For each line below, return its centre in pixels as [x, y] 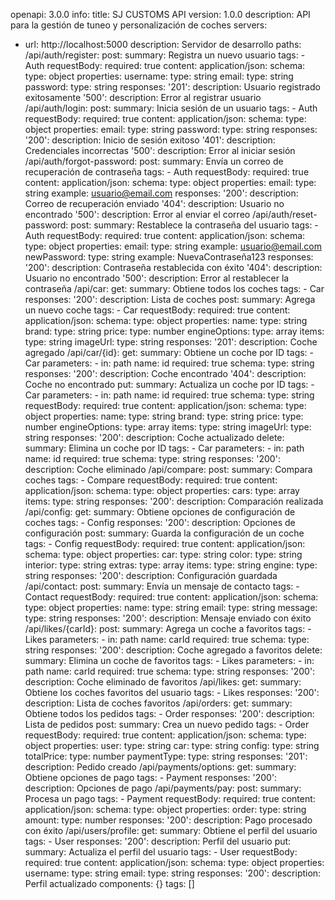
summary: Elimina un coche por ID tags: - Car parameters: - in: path [164, 448]
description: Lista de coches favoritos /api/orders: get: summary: [158, 703]
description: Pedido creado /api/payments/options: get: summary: [160, 767]
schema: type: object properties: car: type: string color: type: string [163, 554]
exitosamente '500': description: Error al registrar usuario [143, 97]
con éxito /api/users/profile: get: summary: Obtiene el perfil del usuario [171, 830]
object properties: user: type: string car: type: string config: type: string [172, 745]
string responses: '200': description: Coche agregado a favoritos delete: [173, 650]
